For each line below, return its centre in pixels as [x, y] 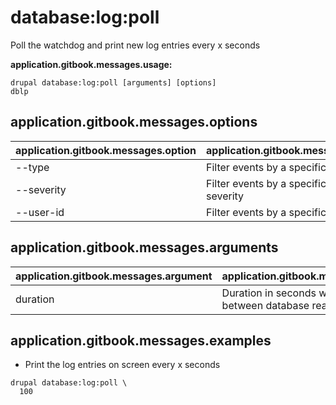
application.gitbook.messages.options [134, 122]
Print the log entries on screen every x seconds [122, 365]
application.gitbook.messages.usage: [91, 64]
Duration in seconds [269, 293]
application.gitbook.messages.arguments [144, 247]
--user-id [40, 212]
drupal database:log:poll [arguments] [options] [113, 82]
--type [32, 167]
